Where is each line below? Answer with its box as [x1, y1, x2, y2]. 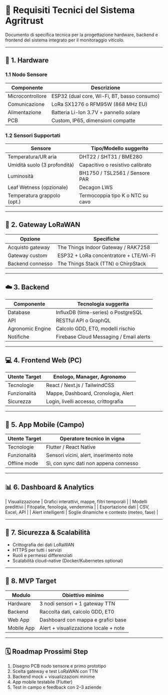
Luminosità [7, 172, 34, 179]
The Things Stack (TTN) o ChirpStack [57, 260, 146, 267]
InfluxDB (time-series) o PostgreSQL [55, 308, 142, 315]
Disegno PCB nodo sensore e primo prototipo [12, 663, 106, 669]
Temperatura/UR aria [7, 153, 57, 160]
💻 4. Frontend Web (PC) [5, 356, 82, 364]
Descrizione [90, 84, 120, 91]
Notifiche [7, 333, 29, 340]
